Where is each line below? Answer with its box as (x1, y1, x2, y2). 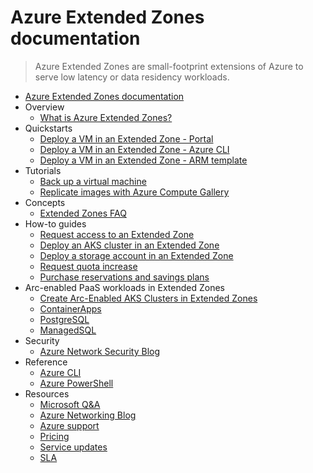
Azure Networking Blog (39, 409, 137, 421)
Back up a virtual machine (39, 175, 147, 187)
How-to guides (24, 217, 87, 230)
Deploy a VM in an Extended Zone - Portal (39, 132, 214, 145)
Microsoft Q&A (39, 398, 101, 410)
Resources (24, 387, 70, 400)
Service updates (39, 441, 108, 453)
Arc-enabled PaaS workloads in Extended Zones (24, 281, 225, 293)
